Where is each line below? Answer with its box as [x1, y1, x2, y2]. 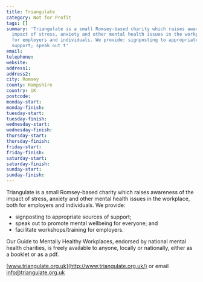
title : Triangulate [6, 8, 56, 15]
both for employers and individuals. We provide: [6, 202, 126, 209]
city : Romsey [6, 76, 39, 82]
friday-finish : [6, 149, 45, 156]
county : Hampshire [6, 82, 53, 88]
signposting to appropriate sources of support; [14, 213, 132, 220]
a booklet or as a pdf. [6, 251, 59, 258]
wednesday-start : [6, 122, 50, 128]
